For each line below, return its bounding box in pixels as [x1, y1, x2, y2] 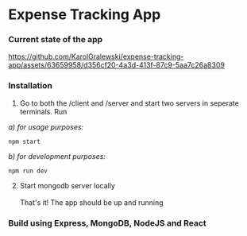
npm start [8, 137, 41, 145]
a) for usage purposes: [8, 122, 84, 132]
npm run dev [8, 167, 48, 175]
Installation [8, 80, 53, 91]
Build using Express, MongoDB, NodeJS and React [8, 217, 206, 228]
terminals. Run [19, 106, 68, 116]
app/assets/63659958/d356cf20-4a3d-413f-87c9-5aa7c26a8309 [8, 60, 225, 70]
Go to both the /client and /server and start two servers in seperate [19, 98, 240, 108]
